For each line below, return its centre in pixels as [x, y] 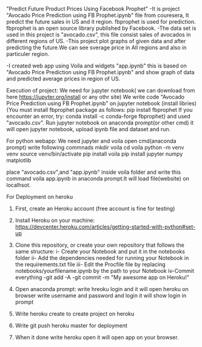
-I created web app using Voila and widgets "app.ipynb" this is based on [96, 66]
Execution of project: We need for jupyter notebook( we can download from [101, 90]
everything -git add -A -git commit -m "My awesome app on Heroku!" [102, 277]
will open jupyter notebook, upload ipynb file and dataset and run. [89, 129]
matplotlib [19, 160]
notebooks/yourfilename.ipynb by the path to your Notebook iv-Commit [104, 271]
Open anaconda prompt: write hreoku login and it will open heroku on [102, 289]
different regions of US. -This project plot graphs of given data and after [96, 41]
